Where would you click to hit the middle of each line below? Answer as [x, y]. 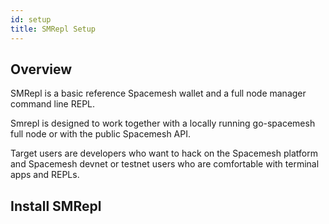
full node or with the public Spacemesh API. [100, 134]
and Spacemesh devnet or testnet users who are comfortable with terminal [165, 164]
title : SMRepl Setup [53, 29]
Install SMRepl [56, 206]
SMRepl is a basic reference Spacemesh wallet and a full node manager [158, 93]
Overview [41, 69]
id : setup [31, 19]
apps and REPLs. [45, 175]
